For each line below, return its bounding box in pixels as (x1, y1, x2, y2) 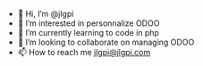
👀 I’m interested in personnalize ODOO (17, 18, 160, 29)
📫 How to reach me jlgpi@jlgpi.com (17, 47, 151, 57)
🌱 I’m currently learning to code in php (17, 28, 159, 37)
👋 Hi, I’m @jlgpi (17, 9, 74, 19)
